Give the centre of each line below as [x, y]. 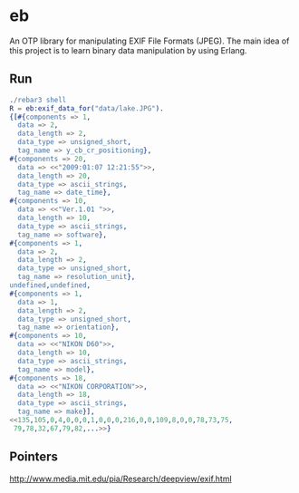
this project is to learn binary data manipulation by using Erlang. [128, 50]
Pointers [34, 457]
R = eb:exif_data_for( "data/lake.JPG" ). [87, 108]
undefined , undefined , [50, 285]
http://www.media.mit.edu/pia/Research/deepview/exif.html [121, 478]
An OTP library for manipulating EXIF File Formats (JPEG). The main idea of [149, 41]
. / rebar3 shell [38, 100]
